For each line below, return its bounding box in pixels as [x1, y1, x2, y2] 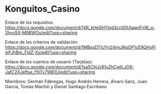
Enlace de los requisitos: [5, 19, 54, 25]
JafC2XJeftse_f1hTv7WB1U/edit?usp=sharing [5, 69, 96, 75]
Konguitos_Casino [5, 3, 80, 15]
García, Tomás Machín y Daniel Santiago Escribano [5, 83, 107, 89]
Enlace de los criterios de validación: [5, 39, 79, 45]
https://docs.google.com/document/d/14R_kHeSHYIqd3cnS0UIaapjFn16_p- [5, 24, 155, 30]
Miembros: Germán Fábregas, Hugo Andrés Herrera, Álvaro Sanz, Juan [5, 78, 147, 84]
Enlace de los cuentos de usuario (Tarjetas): [5, 59, 93, 64]
